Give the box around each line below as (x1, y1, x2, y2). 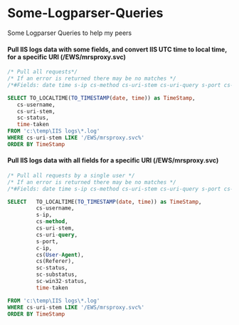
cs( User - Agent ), (36, 251, 84, 258)
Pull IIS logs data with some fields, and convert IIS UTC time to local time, (7, 45, 228, 53)
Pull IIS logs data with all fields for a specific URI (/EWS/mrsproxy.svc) (7, 156, 219, 165)
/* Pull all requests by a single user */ (7, 172, 135, 179)
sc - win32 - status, (36, 278, 87, 285)
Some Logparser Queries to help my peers (7, 29, 132, 37)
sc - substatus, (36, 271, 78, 279)
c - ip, (36, 244, 53, 252)
